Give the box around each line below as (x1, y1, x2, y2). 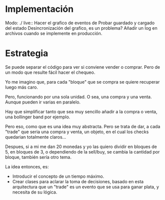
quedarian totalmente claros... (5, 134, 66, 140)
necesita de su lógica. (12, 189, 57, 195)
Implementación (5, 3, 74, 15)
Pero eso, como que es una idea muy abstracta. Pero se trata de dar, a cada (5, 123, 161, 129)
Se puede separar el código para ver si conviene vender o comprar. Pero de (5, 64, 160, 70)
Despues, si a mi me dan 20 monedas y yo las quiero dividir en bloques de (5, 144, 157, 150)
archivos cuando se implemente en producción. (5, 30, 103, 36)
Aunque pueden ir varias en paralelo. (5, 99, 81, 105)
